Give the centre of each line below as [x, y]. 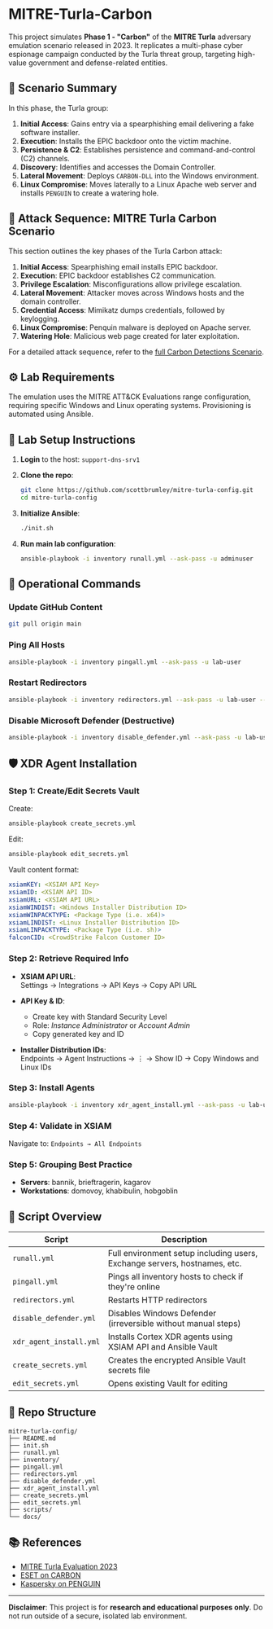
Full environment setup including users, [183, 1254]
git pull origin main [45, 624]
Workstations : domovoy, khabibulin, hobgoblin [99, 1191]
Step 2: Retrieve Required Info [69, 959]
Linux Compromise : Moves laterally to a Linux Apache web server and [139, 184]
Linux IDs [36, 1067]
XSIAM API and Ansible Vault [162, 1347]
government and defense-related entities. [98, 63]
